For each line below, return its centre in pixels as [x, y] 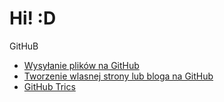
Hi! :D [33, 18]
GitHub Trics [49, 86]
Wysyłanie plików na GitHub [81, 65]
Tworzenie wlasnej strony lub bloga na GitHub [118, 76]
